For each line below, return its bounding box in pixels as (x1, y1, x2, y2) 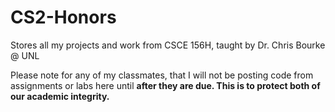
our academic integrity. (10, 90, 110, 102)
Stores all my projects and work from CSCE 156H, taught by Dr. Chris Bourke (10, 39, 326, 51)
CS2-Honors (10, 6, 117, 29)
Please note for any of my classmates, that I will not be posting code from (10, 69, 314, 81)
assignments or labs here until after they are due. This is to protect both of (10, 79, 321, 91)
